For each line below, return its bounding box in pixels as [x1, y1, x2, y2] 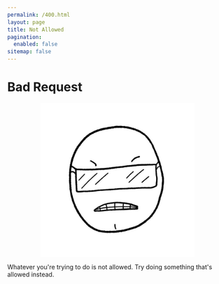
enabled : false [13, 41, 58, 48]
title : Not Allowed [7, 26, 64, 33]
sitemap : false [7, 48, 52, 55]
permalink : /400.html [7, 11, 71, 18]
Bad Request [7, 79, 83, 95]
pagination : [7, 34, 42, 41]
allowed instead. [7, 270, 55, 278]
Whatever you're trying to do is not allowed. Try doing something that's [7, 262, 213, 271]
